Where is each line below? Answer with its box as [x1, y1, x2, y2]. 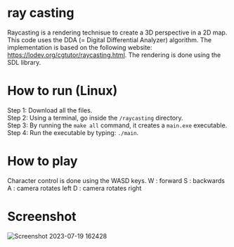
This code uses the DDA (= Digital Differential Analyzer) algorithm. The [7, 35, 212, 44]
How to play [7, 153, 78, 170]
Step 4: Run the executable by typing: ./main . [7, 128, 139, 137]
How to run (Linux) [7, 83, 118, 99]
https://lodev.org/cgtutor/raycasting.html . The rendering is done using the [7, 51, 221, 59]
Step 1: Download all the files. [7, 106, 93, 114]
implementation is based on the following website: [7, 43, 152, 51]
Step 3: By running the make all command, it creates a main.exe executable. [7, 121, 228, 129]
